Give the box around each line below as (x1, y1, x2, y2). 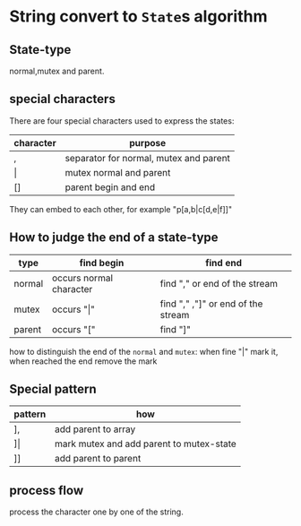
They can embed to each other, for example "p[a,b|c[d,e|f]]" (9, 203, 233, 214)
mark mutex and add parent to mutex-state (55, 437, 237, 450)
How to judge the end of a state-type (9, 230, 219, 246)
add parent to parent (55, 453, 142, 465)
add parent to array (55, 423, 136, 435)
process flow (9, 482, 84, 498)
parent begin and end (64, 181, 156, 194)
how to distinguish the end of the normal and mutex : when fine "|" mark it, (9, 346, 279, 357)
